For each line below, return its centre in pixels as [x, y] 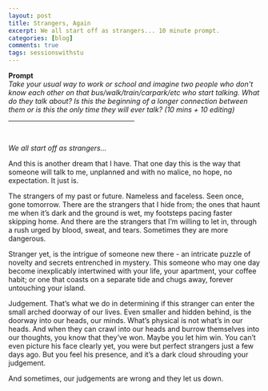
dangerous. [27, 238]
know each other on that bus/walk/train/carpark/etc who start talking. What [134, 92]
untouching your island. [47, 288]
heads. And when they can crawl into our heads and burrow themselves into [134, 329]
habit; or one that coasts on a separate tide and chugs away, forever [121, 279]
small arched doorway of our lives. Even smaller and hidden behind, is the [130, 312]
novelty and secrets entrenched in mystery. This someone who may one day [134, 262]
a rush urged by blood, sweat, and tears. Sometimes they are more [118, 230]
